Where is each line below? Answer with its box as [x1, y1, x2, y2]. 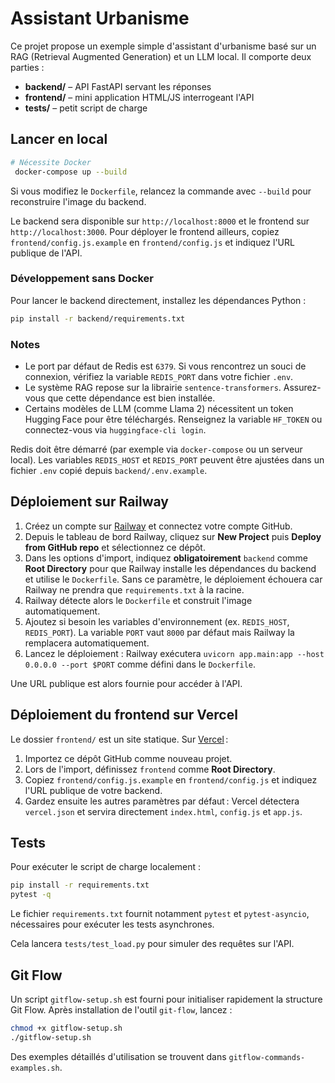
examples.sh [10, 1063, 60, 1073]
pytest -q [10, 890, 52, 900]
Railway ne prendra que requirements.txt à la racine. [24, 583, 245, 596]
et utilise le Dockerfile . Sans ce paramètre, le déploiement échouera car [24, 573, 323, 585]
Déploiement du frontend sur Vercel [10, 707, 238, 724]
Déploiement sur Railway [10, 493, 169, 511]
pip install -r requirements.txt [10, 880, 150, 891]
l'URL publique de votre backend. [24, 784, 163, 796]
